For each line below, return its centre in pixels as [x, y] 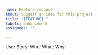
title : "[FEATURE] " [27, 19]
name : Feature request [29, 10]
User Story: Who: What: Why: [36, 47]
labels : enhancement [27, 24]
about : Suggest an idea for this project [49, 14]
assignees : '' [20, 28]
